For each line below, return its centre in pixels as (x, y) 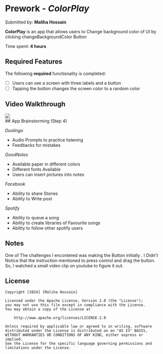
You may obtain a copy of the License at (48, 309)
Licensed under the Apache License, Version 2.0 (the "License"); (74, 301)
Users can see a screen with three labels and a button (67, 83)
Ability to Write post (32, 198)
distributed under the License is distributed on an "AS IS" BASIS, (76, 331)
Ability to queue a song (35, 217)
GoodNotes (17, 154)
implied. (14, 339)
